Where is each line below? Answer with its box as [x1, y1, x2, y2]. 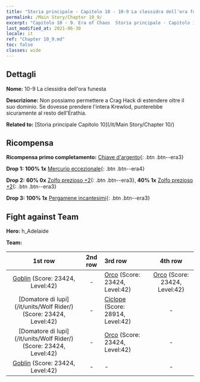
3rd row [104, 257, 127, 265]
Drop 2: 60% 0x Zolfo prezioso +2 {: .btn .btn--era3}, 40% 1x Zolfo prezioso [6, 176, 193, 184]
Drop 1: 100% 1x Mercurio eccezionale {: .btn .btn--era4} [6, 165, 145, 172]
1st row [32, 257, 55, 265]
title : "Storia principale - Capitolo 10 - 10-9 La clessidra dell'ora [6, 8, 187, 15]
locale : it [6, 31, 33, 37]
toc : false [6, 42, 33, 48]
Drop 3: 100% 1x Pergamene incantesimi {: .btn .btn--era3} [6, 194, 151, 202]
